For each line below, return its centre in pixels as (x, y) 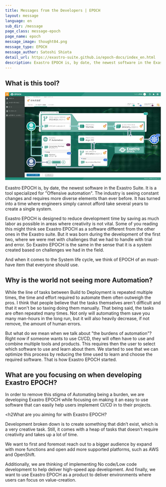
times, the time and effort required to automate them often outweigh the (78, 297)
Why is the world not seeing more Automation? (79, 280)
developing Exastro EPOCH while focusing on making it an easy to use (77, 400)
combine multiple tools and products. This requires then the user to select (80, 344)
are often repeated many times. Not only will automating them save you (78, 313)
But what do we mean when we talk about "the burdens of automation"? (79, 333)
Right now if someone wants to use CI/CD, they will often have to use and (80, 338)
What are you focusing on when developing (73, 375)
